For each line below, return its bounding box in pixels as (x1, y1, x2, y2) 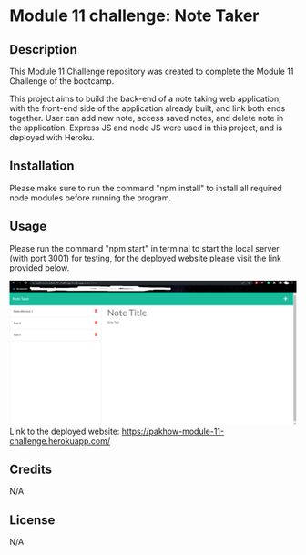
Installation (9, 159, 75, 174)
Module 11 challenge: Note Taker (9, 5, 260, 26)
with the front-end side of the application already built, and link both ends (9, 103, 286, 114)
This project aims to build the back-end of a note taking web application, (9, 93, 282, 104)
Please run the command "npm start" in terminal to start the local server (9, 242, 280, 253)
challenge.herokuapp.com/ (9, 435, 111, 447)
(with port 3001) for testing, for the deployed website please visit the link (9, 252, 282, 263)
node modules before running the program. (9, 192, 172, 203)
